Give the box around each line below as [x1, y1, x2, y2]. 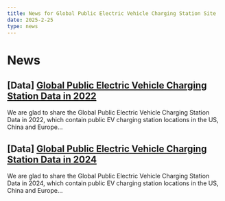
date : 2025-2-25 [7, 16, 54, 23]
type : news [7, 23, 38, 29]
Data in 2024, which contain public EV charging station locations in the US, [7, 179, 219, 187]
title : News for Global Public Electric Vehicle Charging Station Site [7, 10, 216, 17]
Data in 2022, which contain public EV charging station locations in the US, [7, 116, 219, 124]
